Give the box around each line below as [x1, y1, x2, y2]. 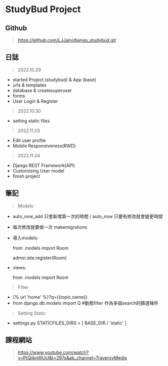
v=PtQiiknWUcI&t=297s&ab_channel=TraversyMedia [17, 355, 128, 361]
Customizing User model [12, 168, 65, 174]
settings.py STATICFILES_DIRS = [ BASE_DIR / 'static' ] [12, 320, 127, 326]
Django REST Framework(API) [12, 162, 75, 168]
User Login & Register [12, 98, 58, 104]
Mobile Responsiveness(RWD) [12, 143, 76, 149]
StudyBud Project [5, 4, 81, 15]
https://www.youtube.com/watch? [17, 349, 89, 355]
